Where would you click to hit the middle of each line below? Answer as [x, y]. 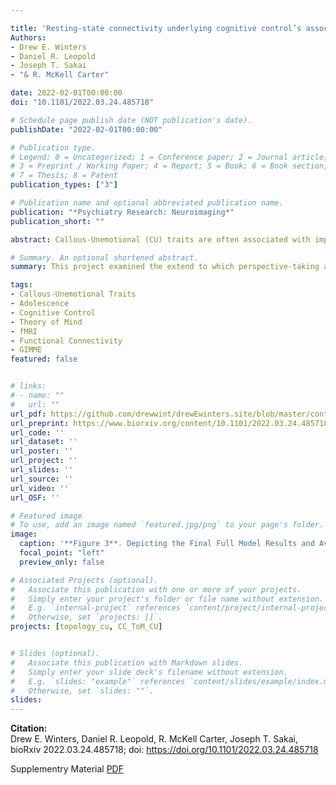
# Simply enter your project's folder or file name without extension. [167, 599]
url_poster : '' [42, 451]
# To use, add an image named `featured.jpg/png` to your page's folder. [167, 525]
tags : [21, 285]
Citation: [29, 728]
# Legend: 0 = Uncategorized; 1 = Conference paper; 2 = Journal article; [169, 157]
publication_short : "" [57, 221]
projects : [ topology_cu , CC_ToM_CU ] [86, 627]
